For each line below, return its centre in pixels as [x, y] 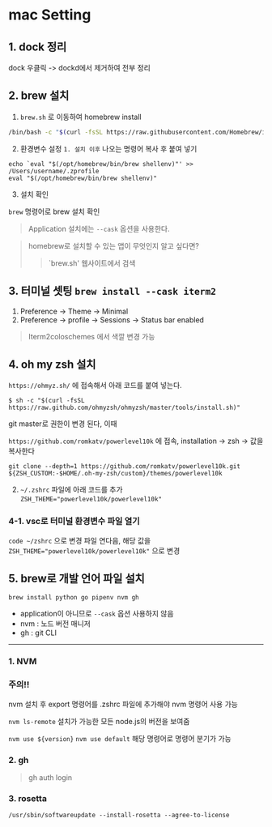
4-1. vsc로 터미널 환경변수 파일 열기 [74, 522]
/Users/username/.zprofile [54, 171]
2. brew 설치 [39, 96]
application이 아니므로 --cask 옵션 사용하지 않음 [97, 614]
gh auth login [50, 777]
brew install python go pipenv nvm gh [74, 598]
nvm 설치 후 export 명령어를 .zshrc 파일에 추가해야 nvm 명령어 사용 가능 [123, 704]
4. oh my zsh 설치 [52, 364]
